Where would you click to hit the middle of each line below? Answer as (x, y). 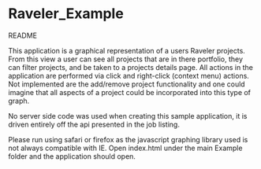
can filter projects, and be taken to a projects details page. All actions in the (131, 67)
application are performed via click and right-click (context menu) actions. (129, 75)
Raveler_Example (66, 14)
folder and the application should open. (72, 156)
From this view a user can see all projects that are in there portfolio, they (125, 59)
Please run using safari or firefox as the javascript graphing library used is (128, 139)
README (23, 35)
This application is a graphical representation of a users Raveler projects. (127, 50)
